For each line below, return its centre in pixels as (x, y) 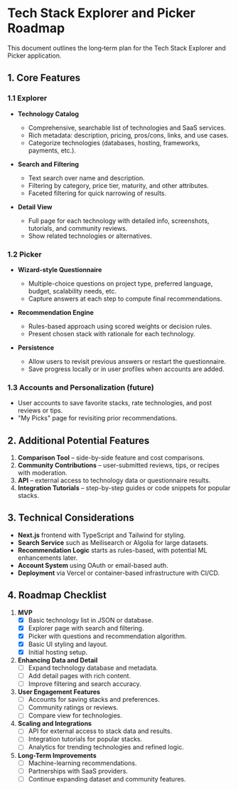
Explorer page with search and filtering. (86, 628)
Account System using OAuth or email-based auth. (93, 565)
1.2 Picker (25, 254)
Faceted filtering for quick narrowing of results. (97, 193)
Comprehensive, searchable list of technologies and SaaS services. (127, 128)
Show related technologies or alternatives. (90, 236)
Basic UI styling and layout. (68, 644)
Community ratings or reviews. (73, 707)
